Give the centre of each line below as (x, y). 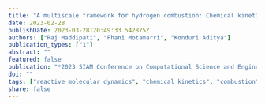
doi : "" (21, 74)
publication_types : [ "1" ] (50, 45)
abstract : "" (30, 52)
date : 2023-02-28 (37, 23)
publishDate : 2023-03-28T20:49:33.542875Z (79, 30)
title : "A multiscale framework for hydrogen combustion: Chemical (121, 15)
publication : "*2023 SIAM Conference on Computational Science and (121, 67)
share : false (30, 89)
